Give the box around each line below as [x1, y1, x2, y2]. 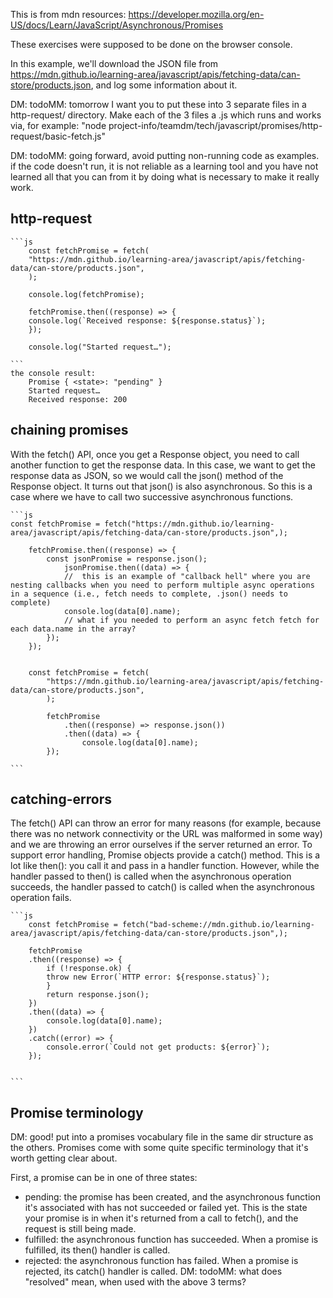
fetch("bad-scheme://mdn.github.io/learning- [121, 920, 315, 930]
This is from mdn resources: [10, 9, 127, 20]
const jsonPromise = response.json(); [46, 554, 208, 564]
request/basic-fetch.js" [10, 130, 107, 142]
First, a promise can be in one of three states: [10, 1172, 198, 1184]
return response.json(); [46, 990, 150, 1000]
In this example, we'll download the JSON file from [10, 58, 219, 69]
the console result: [10, 368, 97, 378]
